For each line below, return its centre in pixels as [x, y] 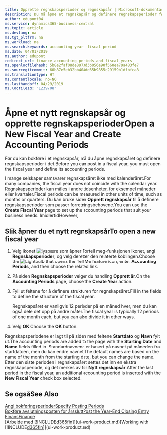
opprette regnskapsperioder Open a [80, 124]
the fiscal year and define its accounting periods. [55, 169]
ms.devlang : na [21, 33]
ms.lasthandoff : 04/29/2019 [34, 84]
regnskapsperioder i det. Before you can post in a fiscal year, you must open [83, 164]
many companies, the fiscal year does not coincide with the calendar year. [81, 184]
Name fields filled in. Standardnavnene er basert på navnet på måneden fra [83, 347]
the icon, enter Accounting [84, 261]
